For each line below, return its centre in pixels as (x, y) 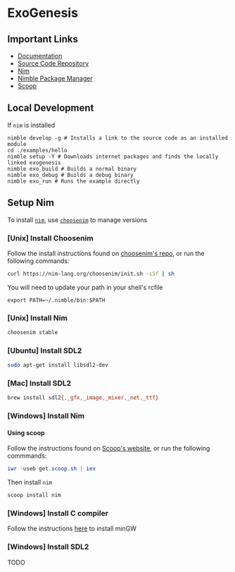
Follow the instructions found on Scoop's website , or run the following (109, 449)
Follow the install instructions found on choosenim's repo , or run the (106, 253)
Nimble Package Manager (55, 78)
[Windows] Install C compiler (58, 513)
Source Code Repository (53, 63)
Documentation (40, 56)
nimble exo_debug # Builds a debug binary (70, 175)
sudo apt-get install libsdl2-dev (58, 365)
